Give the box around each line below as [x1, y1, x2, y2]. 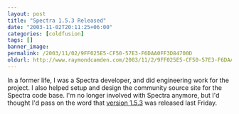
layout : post [7, 10, 46, 18]
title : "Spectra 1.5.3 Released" [7, 17, 107, 24]
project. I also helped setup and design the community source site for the [7, 83, 223, 92]
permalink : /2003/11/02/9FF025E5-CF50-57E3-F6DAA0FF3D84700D [7, 50, 193, 57]
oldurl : [7, 57, 31, 64]
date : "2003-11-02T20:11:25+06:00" [7, 23, 113, 30]
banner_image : [7, 43, 50, 50]
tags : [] [7, 37, 33, 44]
